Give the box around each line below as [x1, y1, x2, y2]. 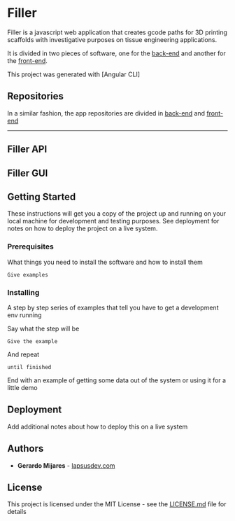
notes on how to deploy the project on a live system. [7, 224, 158, 232]
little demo [7, 383, 38, 391]
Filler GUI [7, 167, 48, 179]
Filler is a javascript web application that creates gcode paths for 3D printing [7, 28, 227, 36]
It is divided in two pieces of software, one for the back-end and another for [7, 49, 226, 57]
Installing [7, 287, 40, 297]
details [7, 508, 27, 516]
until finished [7, 363, 52, 370]
